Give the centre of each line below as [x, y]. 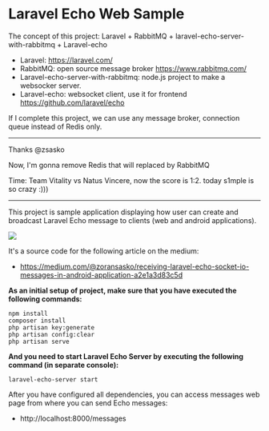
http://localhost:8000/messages [73, 418]
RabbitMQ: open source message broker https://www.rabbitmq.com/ [133, 68]
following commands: [45, 299]
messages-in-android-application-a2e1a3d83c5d [101, 275]
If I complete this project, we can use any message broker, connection [124, 118]
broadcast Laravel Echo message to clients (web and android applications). [132, 220]
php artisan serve [39, 341]
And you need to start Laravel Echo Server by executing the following [126, 356]
